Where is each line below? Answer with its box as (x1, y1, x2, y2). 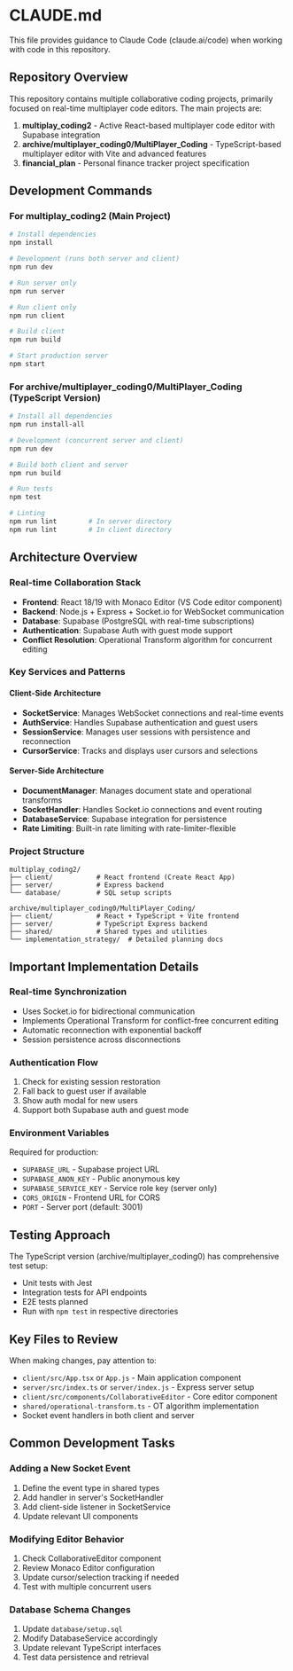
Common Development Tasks (9, 1436, 175, 1451)
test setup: (9, 1260, 49, 1271)
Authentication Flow (9, 1056, 99, 1069)
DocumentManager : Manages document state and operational (21, 785, 252, 796)
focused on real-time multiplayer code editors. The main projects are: (9, 103, 263, 114)
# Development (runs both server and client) (9, 255, 180, 263)
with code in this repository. (9, 43, 111, 54)
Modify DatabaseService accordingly (21, 1633, 158, 1644)
